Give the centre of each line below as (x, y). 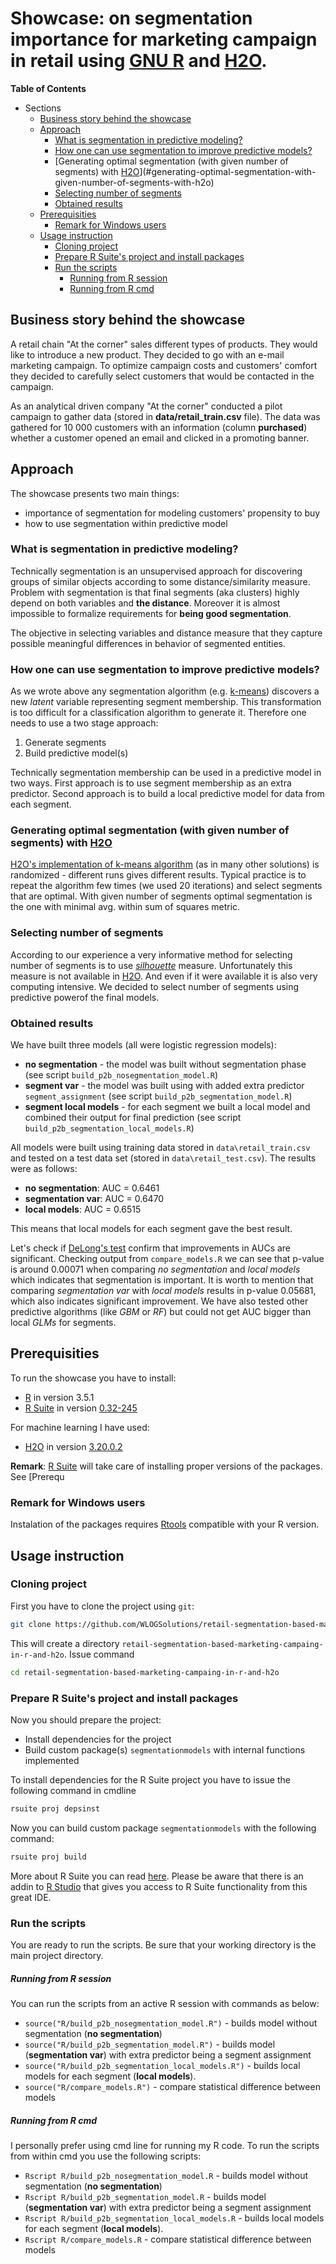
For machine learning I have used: (80, 1427)
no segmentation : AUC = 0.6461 (92, 1188)
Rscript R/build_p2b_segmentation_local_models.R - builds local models (174, 2218)
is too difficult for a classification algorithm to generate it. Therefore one (158, 713)
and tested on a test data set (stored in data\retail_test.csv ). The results (163, 1158)
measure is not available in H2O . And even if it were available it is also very (164, 976)
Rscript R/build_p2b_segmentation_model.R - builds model (145, 2196)
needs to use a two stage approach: (84, 723)
